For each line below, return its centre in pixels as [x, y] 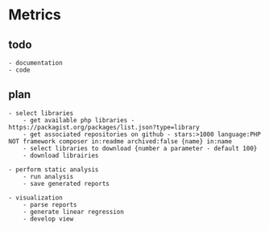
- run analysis [48, 176]
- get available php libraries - [79, 120]
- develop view [48, 219]
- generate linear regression [74, 212]
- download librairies [61, 155]
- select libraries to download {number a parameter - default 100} [140, 148]
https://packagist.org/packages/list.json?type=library [104, 127]
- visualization [35, 198]
